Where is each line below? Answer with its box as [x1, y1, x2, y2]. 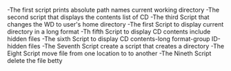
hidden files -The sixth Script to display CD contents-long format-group [7, 35, 210, 43]
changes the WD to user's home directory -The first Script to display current [7, 20, 224, 28]
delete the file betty [7, 57, 63, 64]
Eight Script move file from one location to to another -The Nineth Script [7, 49, 212, 57]
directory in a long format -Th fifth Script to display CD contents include [7, 27, 211, 35]
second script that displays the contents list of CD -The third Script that [7, 13, 210, 21]
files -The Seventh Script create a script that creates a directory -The [28, 42, 225, 50]
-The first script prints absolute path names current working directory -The [7, 6, 219, 14]
